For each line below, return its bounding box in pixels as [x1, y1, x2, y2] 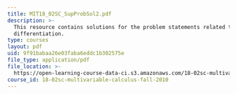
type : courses [7, 37, 49, 44]
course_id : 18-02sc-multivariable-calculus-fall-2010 [7, 76, 169, 83]
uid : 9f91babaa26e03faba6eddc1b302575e [7, 50, 125, 57]
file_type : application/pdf [7, 57, 90, 64]
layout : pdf [7, 43, 42, 50]
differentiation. [13, 30, 65, 37]
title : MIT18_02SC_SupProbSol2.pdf [7, 10, 112, 18]
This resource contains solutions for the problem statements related [13, 23, 226, 30]
